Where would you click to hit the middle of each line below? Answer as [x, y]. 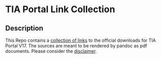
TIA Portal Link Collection [60, 9]
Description [24, 28]
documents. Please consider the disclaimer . [51, 51]
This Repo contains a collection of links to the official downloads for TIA [81, 40]
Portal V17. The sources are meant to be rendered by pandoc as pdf [76, 46]
